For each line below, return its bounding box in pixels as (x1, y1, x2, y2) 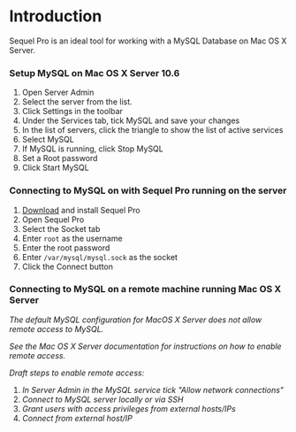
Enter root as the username (21, 233, 123, 243)
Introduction (9, 6, 102, 27)
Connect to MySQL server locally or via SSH (21, 394, 184, 405)
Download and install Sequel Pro (21, 204, 140, 215)
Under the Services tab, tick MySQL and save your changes (21, 115, 240, 126)
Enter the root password (21, 242, 110, 253)
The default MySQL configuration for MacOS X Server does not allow (9, 314, 262, 325)
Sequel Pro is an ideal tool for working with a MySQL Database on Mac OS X (9, 35, 287, 46)
